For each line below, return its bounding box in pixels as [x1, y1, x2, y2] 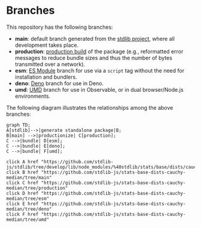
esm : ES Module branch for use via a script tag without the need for [14, 67, 184, 74]
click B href [6, 169, 39, 175]
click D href [6, 190, 39, 196]
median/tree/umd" [6, 217, 50, 223]
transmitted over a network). [14, 61, 86, 68]
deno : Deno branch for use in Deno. [14, 79, 104, 87]
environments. [14, 92, 51, 100]
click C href [6, 179, 39, 186]
